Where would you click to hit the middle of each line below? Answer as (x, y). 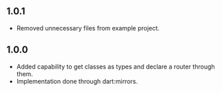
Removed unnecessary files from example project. (88, 28)
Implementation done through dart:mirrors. (77, 81)
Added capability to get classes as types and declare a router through (115, 66)
